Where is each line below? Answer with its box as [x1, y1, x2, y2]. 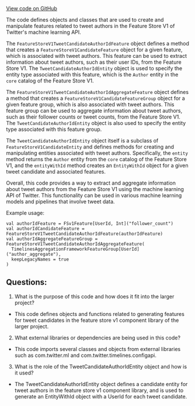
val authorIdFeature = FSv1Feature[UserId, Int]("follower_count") [6, 221, 174, 227]
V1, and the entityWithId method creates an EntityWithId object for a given [6, 162, 189, 169]
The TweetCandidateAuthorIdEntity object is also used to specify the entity [6, 120, 186, 126]
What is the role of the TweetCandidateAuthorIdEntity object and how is [14, 363, 187, 370]
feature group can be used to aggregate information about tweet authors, [6, 107, 183, 114]
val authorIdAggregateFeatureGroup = [6, 236, 98, 242]
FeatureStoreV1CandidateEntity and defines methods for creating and [6, 143, 174, 150]
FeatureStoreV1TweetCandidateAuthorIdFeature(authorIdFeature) [6, 231, 163, 237]
